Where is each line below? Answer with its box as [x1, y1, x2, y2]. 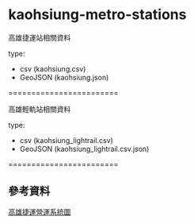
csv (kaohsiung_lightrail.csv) [19, 135, 113, 145]
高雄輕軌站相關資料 [8, 104, 71, 114]
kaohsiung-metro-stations [8, 6, 187, 24]
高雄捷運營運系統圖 [8, 207, 71, 216]
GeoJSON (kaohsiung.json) [19, 72, 109, 82]
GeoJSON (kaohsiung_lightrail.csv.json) [19, 144, 150, 153]
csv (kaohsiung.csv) [19, 64, 86, 73]
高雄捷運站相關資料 [8, 33, 71, 42]
